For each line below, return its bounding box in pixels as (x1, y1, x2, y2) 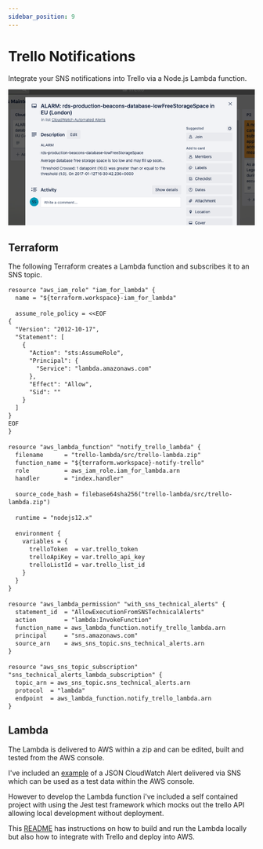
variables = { (22, 537, 68, 545)
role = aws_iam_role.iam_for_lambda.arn (15, 467, 180, 474)
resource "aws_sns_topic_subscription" (8, 663, 139, 671)
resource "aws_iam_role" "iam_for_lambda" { (8, 286, 156, 294)
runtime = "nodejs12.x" (15, 514, 92, 521)
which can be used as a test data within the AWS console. (8, 776, 195, 785)
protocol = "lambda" (15, 686, 86, 694)
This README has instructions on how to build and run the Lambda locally (8, 823, 247, 833)
